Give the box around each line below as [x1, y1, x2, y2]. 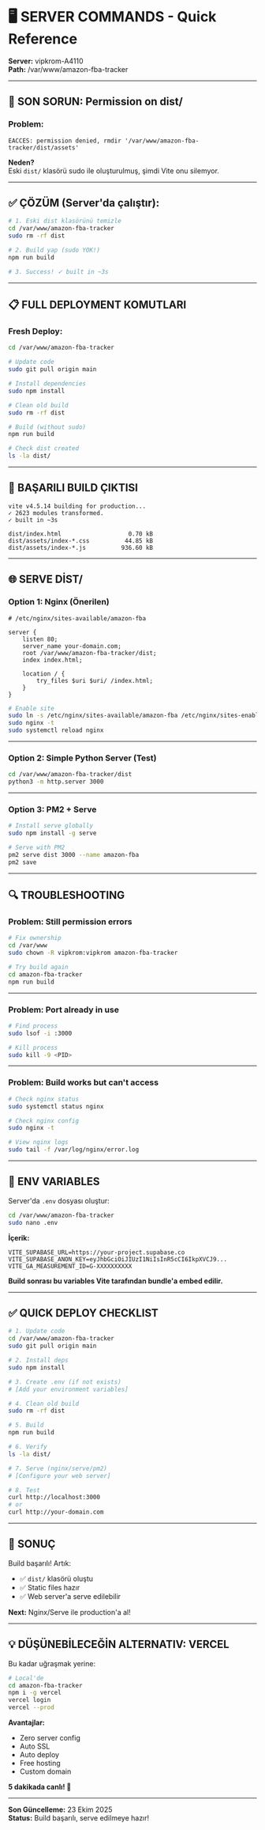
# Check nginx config [8, 1116, 80, 1125]
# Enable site [8, 704, 55, 712]
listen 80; [22, 635, 58, 643]
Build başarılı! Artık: [8, 1558, 71, 1568]
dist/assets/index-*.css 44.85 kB [8, 536, 154, 544]
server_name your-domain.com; [22, 642, 122, 650]
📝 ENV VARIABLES [8, 1175, 100, 1188]
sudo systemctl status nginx [8, 1102, 104, 1110]
